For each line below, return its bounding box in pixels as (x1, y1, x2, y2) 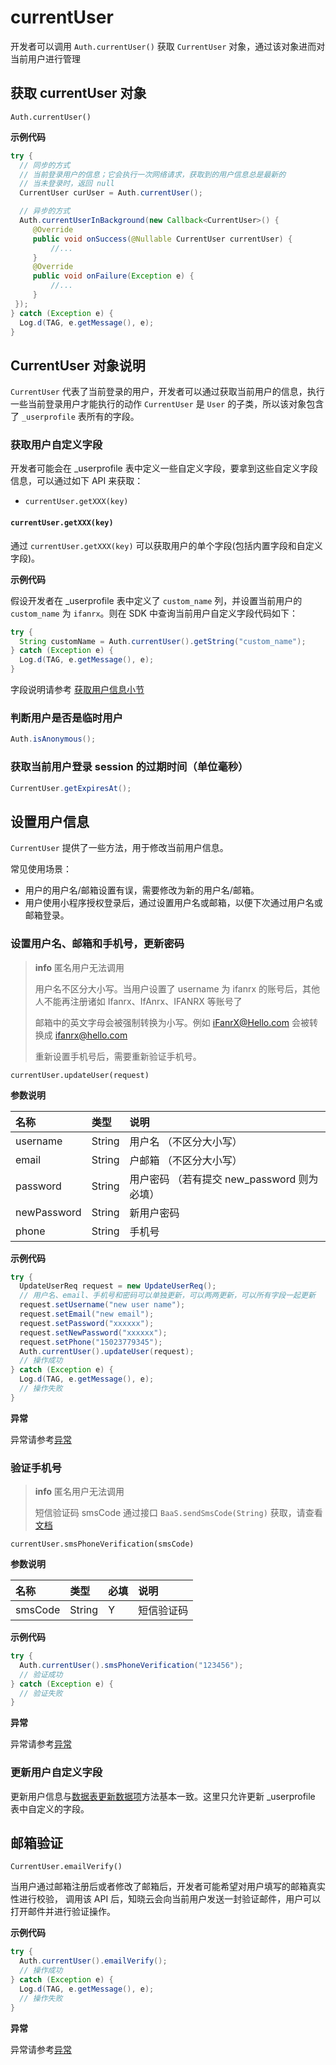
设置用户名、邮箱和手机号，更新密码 (10, 937, 185, 951)
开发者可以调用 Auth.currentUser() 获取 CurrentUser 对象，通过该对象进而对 (10, 40, 326, 52)
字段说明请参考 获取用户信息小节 (10, 684, 145, 696)
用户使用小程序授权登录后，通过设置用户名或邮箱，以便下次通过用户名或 (24, 897, 323, 909)
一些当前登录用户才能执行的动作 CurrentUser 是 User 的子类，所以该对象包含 (10, 398, 325, 410)
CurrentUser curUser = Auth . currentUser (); (19, 188, 203, 198)
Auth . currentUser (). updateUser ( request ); (19, 1346, 195, 1356)
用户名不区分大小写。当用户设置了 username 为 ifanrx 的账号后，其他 (34, 982, 321, 995)
